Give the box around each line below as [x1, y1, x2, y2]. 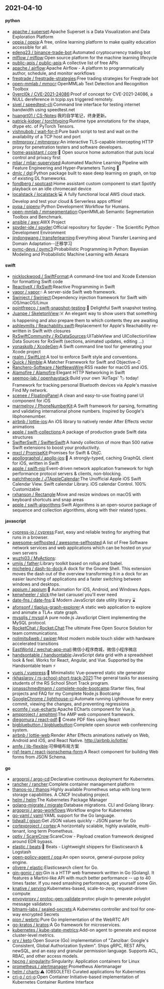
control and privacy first [12, 154, 61, 160]
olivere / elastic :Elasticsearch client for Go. [12, 865, 99, 870]
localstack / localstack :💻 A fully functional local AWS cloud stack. [12, 191, 146, 197]
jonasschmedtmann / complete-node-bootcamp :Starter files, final [12, 686, 145, 691]
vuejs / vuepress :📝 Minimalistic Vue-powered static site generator [12, 670, 145, 675]
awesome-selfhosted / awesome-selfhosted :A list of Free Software [12, 540, 148, 545]
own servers [12, 550, 38, 556]
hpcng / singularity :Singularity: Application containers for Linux [12, 958, 140, 964]
